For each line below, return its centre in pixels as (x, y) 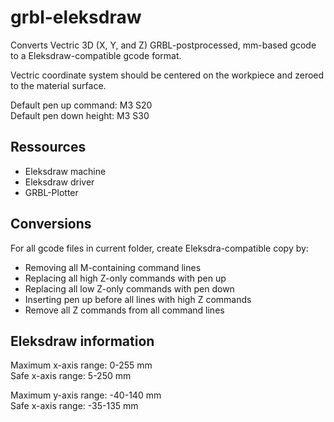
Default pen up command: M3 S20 (81, 105)
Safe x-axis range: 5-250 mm (71, 376)
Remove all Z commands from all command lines (124, 310)
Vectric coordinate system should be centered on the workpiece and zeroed (167, 75)
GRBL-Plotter (51, 192)
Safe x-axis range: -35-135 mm (74, 406)
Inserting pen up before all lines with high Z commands (138, 299)
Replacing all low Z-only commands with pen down (129, 288)
